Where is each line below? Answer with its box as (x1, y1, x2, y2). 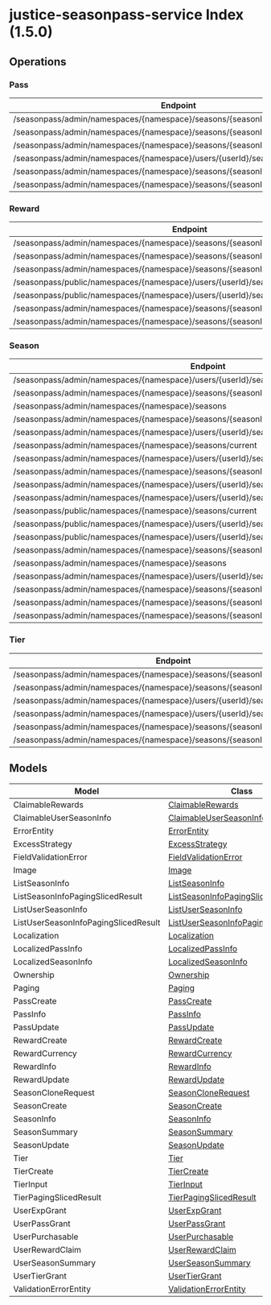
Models (9, 761, 47, 775)
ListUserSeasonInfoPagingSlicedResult (13, 917, 161, 928)
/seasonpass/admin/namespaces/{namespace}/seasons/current (13, 440, 257, 451)
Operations (9, 55, 67, 68)
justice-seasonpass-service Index (9, 6, 244, 24)
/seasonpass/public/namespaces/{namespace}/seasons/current (13, 505, 257, 516)
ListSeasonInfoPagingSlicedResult (13, 890, 143, 901)
